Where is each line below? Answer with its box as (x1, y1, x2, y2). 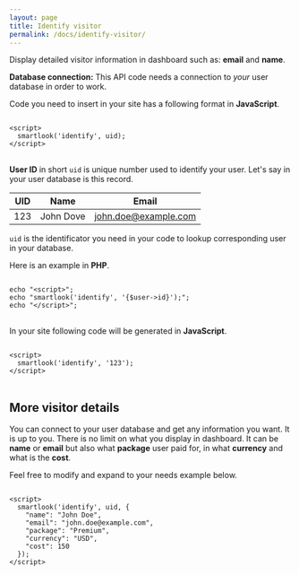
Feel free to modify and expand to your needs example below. (9, 470, 237, 481)
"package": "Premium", (25, 527, 110, 536)
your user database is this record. (9, 174, 134, 185)
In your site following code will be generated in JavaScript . (9, 326, 227, 336)
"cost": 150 (25, 542, 70, 552)
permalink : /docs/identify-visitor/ (9, 30, 146, 39)
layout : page (9, 13, 58, 22)
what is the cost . (9, 452, 72, 463)
